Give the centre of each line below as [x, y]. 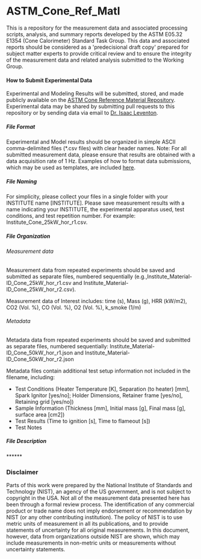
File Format [21, 126]
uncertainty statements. [36, 549]
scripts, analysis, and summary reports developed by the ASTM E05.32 [94, 34]
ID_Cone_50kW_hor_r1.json [40, 353]
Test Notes [28, 427]
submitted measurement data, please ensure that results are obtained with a [101, 155]
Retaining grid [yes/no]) [44, 401]
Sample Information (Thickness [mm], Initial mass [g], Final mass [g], [100, 408]
